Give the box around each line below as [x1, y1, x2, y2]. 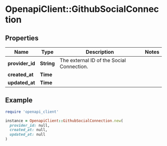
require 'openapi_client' [5, 109, 59, 114]
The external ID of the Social [59, 57, 126, 64]
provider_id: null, [9, 123, 50, 128]
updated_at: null [9, 132, 46, 137]
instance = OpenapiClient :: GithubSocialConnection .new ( [5, 118, 123, 123]
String [40, 60, 55, 67]
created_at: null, [9, 128, 48, 133]
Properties [5, 34, 39, 42]
